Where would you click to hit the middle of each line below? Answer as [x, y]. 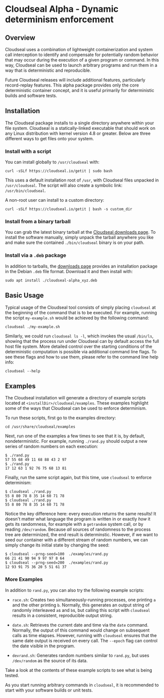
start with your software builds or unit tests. [49, 690]
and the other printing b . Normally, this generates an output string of [81, 605]
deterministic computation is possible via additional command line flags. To [81, 351]
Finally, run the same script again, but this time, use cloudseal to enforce [78, 478]
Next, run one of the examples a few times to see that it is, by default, [75, 436]
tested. [12, 675]
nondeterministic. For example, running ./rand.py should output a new [76, 441]
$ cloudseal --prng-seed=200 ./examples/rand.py [57, 563]
